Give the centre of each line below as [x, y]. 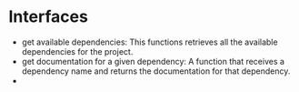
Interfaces [48, 17]
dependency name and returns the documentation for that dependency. [156, 71]
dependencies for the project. [77, 51]
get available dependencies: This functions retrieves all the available [149, 42]
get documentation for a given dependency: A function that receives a [153, 61]
